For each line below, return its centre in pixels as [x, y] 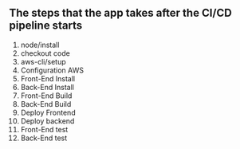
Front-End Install [48, 78]
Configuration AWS [52, 70]
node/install [40, 45]
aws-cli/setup [43, 61]
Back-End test [44, 138]
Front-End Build [46, 96]
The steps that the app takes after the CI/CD [120, 13]
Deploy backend [47, 121]
